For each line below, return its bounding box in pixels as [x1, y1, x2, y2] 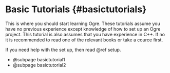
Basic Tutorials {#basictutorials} [5, 4, 147, 15]
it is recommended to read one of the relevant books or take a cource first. [5, 37, 163, 43]
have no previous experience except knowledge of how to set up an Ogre [5, 26, 161, 32]
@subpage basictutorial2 [12, 62, 66, 68]
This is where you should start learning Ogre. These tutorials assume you [5, 20, 160, 27]
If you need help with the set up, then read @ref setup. [5, 46, 121, 53]
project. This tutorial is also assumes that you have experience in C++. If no [5, 31, 165, 37]
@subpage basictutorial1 [12, 56, 65, 62]
